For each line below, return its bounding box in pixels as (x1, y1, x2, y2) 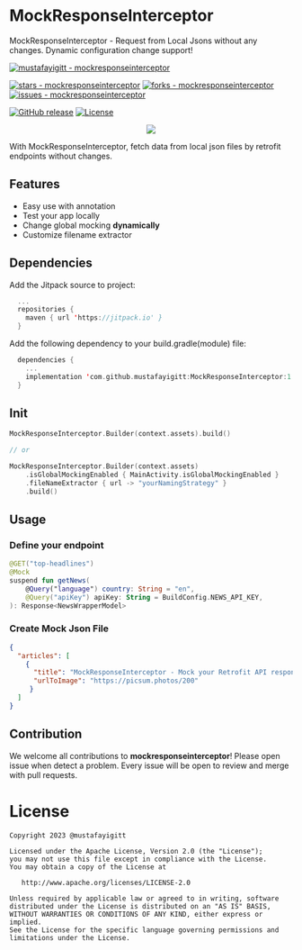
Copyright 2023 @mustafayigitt (9, 830, 127, 840)
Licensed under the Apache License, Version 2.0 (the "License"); (9, 846, 263, 855)
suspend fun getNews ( (9, 576, 91, 585)
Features (9, 176, 60, 192)
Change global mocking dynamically (22, 220, 160, 231)
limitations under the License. (9, 933, 130, 942)
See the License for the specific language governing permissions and (9, 925, 280, 935)
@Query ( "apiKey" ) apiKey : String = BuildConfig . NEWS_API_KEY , (25, 593, 263, 602)
